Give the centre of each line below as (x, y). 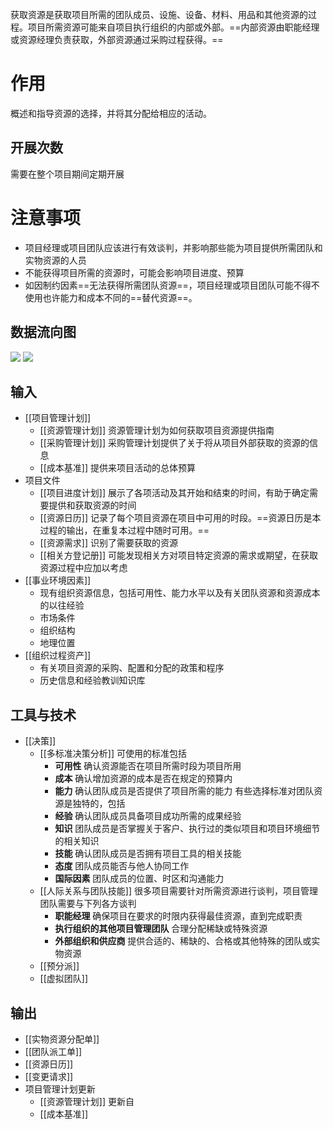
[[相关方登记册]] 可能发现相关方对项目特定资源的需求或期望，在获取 (178, 555)
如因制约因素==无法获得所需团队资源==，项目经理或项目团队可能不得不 (172, 285)
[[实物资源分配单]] (62, 1039)
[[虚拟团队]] (64, 979)
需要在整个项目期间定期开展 (67, 174)
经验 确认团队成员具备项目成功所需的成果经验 (148, 816)
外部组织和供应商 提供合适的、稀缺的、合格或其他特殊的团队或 (183, 941)
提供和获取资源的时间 (92, 505)
